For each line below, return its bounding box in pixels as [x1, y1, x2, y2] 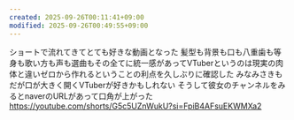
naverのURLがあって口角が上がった [24, 90, 153, 101]
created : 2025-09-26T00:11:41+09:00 [9, 12, 144, 22]
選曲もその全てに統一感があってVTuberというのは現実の [70, 57, 276, 68]
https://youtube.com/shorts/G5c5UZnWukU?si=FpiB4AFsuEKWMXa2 [9, 101, 262, 111]
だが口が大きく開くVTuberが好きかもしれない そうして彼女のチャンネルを [9, 79, 279, 90]
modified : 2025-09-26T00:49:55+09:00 [9, 21, 149, 30]
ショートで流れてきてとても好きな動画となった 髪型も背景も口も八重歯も [9, 46, 275, 57]
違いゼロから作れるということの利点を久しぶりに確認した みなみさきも [24, 68, 283, 79]
